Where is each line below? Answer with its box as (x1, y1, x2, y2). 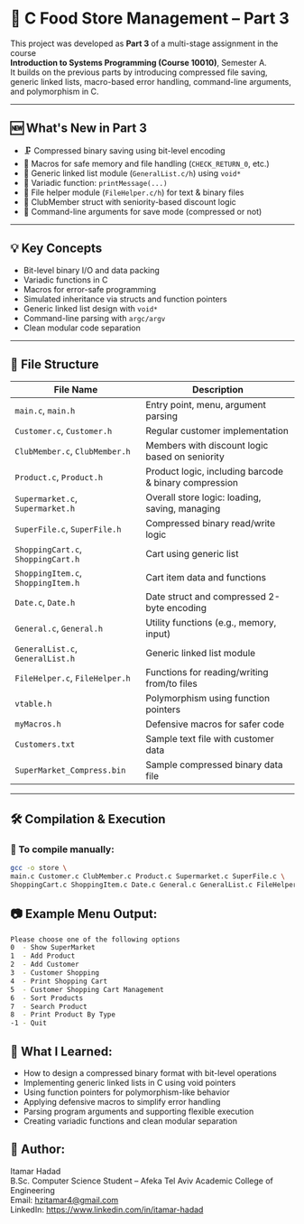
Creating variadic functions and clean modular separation (23, 1115, 238, 1127)
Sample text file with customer (144, 733, 274, 746)
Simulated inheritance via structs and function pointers (23, 293, 228, 304)
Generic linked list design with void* (23, 302, 159, 314)
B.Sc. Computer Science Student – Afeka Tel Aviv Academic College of (10, 1175, 273, 1186)
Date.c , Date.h (14, 596, 76, 608)
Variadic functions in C (23, 274, 108, 285)
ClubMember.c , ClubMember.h (14, 445, 132, 458)
